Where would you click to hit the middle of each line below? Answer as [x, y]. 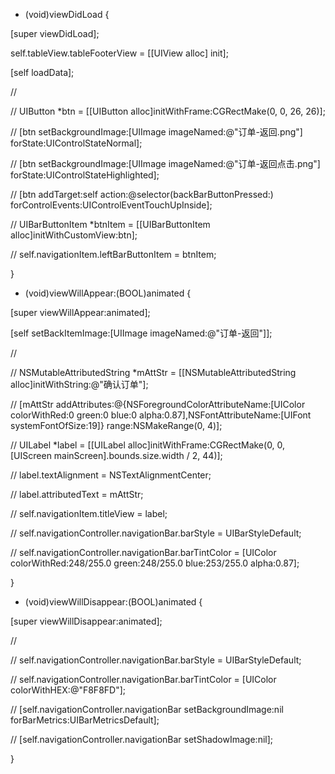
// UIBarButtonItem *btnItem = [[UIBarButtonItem [110, 224]
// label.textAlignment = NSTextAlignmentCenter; [111, 475]
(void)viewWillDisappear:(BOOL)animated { [113, 602]
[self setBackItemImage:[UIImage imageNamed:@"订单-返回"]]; [141, 333]
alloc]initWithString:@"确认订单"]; [79, 384]
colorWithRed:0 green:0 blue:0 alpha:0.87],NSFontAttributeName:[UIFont [161, 415]
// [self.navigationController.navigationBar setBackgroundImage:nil [147, 709]
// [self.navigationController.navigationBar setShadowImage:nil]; [142, 739]
